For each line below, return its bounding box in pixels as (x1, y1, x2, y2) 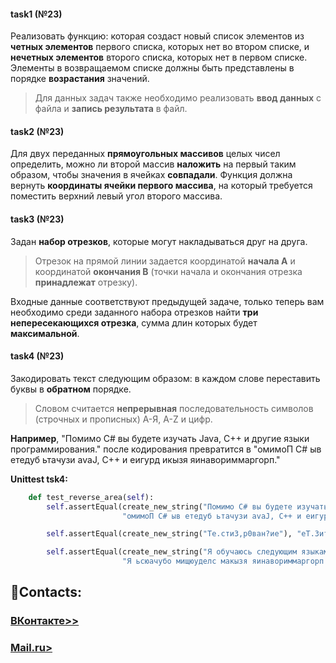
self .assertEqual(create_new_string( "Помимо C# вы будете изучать (46, 501, 329, 512)
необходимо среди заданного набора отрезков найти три (10, 306, 259, 318)
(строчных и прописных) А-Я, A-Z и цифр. (34, 413, 213, 425)
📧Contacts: (10, 584, 82, 601)
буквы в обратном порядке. (10, 383, 132, 395)
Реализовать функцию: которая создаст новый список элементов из (10, 30, 305, 42)
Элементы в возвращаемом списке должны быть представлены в (10, 62, 295, 74)
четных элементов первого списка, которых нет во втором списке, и (10, 41, 310, 53)
